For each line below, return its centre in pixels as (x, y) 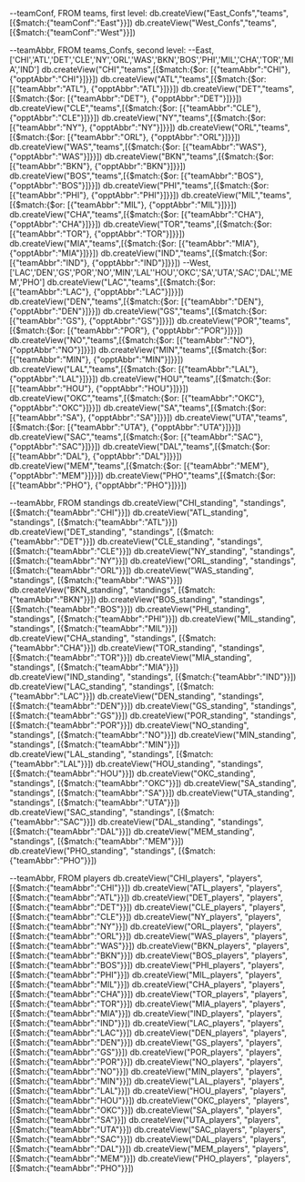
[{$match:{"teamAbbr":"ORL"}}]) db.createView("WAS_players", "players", (149, 936)
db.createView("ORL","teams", (234, 127)
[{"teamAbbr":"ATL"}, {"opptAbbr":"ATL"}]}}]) (94, 89)
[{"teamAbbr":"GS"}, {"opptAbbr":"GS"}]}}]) (92, 321)
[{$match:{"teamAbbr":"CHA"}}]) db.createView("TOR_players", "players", (149, 994)
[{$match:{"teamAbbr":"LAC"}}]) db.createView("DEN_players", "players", (148, 1033)
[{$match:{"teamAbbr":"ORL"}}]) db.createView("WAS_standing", (132, 571)
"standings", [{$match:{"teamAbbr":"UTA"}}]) (95, 803)
